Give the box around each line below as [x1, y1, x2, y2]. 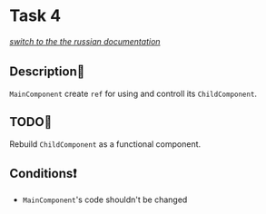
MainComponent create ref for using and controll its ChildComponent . [9, 88, 257, 99]
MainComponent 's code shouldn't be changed [22, 194, 188, 205]
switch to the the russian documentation [9, 35, 161, 46]
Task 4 [9, 5, 62, 26]
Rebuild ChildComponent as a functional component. [9, 138, 202, 150]
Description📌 [9, 64, 85, 80]
